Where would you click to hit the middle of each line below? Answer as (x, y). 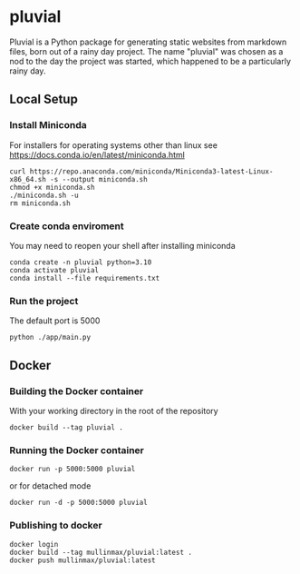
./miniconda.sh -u (44, 195)
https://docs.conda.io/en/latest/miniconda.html (97, 154)
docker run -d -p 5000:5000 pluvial (78, 503)
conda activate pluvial (54, 270)
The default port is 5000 (55, 321)
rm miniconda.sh (40, 203)
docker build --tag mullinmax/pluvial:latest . (101, 552)
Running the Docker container (77, 450)
